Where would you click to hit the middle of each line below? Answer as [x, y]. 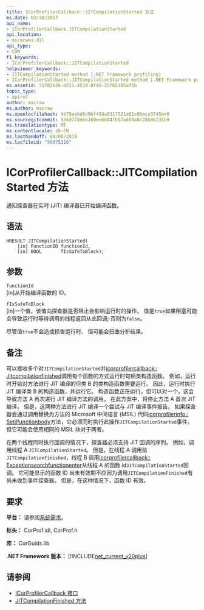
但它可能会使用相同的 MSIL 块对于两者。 [57, 430]
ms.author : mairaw [29, 108]
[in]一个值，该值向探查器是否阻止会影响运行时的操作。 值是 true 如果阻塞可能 [102, 311]
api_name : [19, 23]
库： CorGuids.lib [28, 543]
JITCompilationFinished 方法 [51, 600]
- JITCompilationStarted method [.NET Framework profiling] [84, 74]
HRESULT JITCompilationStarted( [47, 241]
